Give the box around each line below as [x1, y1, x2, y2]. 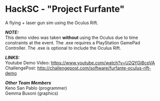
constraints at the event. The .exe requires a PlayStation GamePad [5, 39, 140, 45]
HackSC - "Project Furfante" [5, 3, 125, 15]
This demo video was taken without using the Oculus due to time [5, 34, 138, 40]
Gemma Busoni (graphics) [5, 90, 58, 96]
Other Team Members [5, 80, 52, 86]
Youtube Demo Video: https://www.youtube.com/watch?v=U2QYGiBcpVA [5, 60, 155, 66]
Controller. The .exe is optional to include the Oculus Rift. [5, 45, 121, 51]
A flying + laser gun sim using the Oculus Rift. [5, 20, 99, 26]
